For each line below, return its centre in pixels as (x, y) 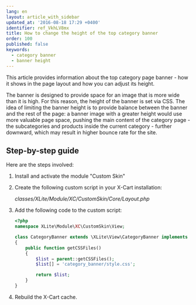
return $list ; (53, 275)
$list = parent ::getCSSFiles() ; (75, 259)
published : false (27, 45)
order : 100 (19, 39)
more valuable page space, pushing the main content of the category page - (98, 120)
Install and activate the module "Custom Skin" (70, 176)
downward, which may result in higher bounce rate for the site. (82, 132)
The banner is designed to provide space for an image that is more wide (93, 95)
